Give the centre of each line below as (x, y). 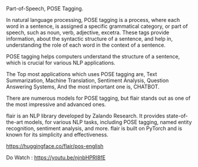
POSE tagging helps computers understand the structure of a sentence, (93, 56)
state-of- (177, 116)
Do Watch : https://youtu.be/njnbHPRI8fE (56, 158)
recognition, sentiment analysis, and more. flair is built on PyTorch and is (94, 128)
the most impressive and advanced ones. (56, 104)
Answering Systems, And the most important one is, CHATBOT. (83, 87)
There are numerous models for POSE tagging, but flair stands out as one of (98, 98)
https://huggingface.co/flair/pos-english (55, 146)
